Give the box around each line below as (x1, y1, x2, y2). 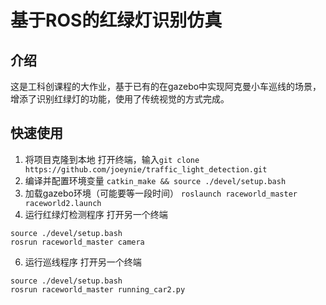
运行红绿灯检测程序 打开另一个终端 (24, 208, 168, 220)
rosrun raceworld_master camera (10, 237, 145, 247)
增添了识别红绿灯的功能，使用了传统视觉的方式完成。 (10, 93, 230, 105)
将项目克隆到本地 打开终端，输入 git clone (24, 153, 200, 165)
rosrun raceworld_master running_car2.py (10, 284, 186, 295)
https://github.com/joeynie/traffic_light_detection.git (24, 164, 268, 175)
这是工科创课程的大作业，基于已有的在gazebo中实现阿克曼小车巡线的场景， (10, 81, 322, 92)
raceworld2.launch (24, 198, 102, 208)
